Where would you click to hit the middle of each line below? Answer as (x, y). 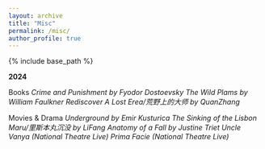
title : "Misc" (32, 23)
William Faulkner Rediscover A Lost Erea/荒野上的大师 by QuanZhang (124, 102)
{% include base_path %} (51, 61)
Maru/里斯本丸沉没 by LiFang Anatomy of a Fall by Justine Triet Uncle (125, 128)
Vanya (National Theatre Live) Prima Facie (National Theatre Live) (119, 137)
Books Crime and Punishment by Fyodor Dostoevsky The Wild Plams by (128, 93)
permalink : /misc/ (39, 31)
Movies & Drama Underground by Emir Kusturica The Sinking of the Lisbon (132, 118)
